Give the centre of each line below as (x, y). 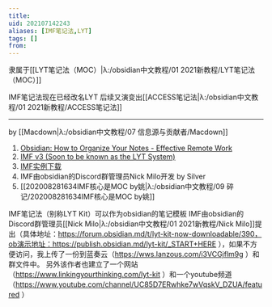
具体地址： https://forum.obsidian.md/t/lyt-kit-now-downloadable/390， (142, 234)
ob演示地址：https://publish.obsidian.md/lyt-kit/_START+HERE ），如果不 (130, 244)
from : (17, 46)
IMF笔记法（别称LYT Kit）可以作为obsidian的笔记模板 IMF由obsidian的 (126, 214)
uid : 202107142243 (39, 23)
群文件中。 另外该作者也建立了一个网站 (73, 264)
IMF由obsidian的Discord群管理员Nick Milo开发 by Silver (113, 177)
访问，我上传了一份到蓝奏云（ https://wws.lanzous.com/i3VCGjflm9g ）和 (138, 254)
